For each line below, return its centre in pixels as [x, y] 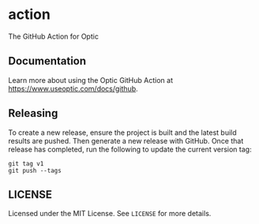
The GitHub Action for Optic [53, 36]
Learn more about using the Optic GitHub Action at [91, 80]
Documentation [47, 61]
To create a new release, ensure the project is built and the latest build [122, 133]
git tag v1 [26, 163]
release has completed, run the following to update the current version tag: [130, 149]
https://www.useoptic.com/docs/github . [73, 88]
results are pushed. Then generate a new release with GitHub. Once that [126, 140]
